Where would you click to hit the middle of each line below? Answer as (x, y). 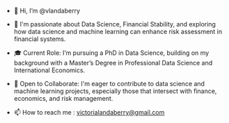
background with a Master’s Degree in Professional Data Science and (113, 63)
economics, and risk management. (63, 98)
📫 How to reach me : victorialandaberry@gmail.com (89, 112)
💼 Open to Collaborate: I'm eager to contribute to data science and (109, 84)
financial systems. (40, 39)
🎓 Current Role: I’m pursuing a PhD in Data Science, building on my (111, 53)
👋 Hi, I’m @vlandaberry (47, 11)
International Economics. (49, 70)
